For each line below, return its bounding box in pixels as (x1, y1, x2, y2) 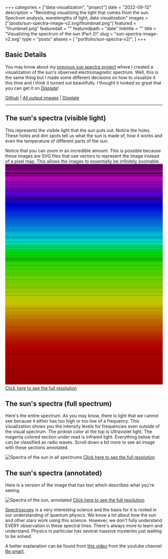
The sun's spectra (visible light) (5, 114, 106, 122)
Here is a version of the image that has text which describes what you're (5, 482, 154, 488)
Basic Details (5, 50, 46, 59)
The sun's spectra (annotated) (5, 468, 102, 477)
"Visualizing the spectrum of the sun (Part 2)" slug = (5, 31, 113, 36)
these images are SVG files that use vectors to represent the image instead (5, 152, 159, 159)
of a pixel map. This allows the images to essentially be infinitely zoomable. (5, 158, 160, 164)
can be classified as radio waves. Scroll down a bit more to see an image (5, 439, 155, 445)
